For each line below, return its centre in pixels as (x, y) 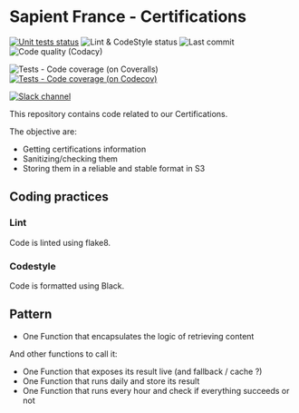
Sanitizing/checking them (70, 158)
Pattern (31, 315)
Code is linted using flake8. (60, 242)
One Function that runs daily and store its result (111, 381)
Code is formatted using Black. (67, 285)
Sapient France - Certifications (128, 17)
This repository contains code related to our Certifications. (119, 113)
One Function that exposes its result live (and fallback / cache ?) (142, 371)
